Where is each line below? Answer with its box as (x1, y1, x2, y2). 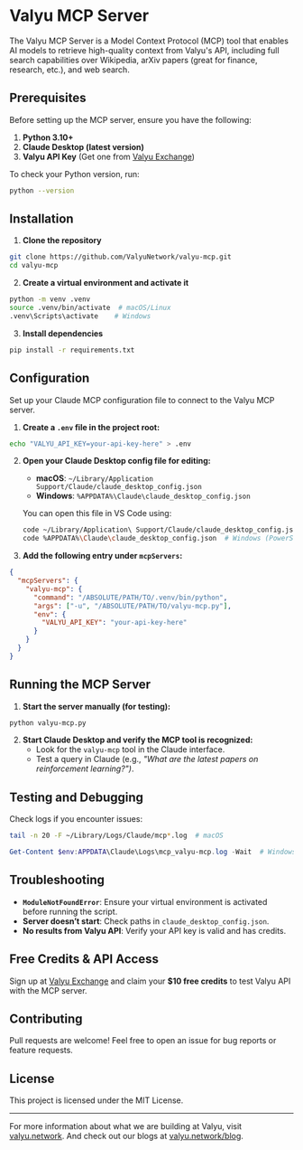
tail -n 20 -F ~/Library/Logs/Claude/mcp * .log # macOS (9, 831, 224, 841)
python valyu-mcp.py (9, 718, 87, 728)
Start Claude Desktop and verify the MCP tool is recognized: (22, 734, 253, 746)
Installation (9, 212, 74, 227)
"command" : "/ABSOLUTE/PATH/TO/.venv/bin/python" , (32, 593, 228, 602)
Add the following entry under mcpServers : (22, 551, 183, 561)
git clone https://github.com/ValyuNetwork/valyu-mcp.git (9, 252, 232, 262)
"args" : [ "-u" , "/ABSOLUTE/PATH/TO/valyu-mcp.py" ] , (32, 601, 232, 610)
